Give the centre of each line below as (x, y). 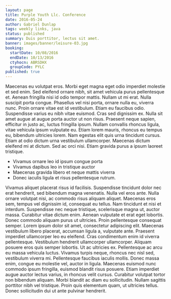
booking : (15, 48)
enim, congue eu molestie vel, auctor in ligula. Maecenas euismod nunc (81, 263)
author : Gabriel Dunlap (31, 24)
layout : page (19, 10)
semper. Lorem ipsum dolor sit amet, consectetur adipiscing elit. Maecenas (84, 226)
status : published (25, 34)
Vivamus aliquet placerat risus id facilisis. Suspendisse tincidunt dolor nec (83, 188)
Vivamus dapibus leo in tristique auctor (54, 167)
